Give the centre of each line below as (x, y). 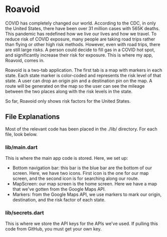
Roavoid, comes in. (25, 60)
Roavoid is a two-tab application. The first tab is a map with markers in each (84, 70)
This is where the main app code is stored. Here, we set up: (67, 158)
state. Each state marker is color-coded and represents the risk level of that (83, 75)
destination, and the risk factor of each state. (59, 200)
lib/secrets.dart (25, 212)
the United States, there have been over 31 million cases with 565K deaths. (82, 28)
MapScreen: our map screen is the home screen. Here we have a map (85, 184)
